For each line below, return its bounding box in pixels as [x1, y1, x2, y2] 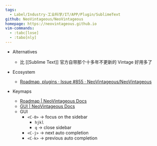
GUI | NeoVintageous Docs [19, 103, 75, 109]
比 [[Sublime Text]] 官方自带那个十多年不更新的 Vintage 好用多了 [19, 59, 153, 65]
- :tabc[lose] [9, 30, 39, 35]
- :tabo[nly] [9, 35, 37, 40]
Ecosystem [12, 69, 36, 75]
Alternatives [12, 48, 37, 55]
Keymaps [12, 88, 32, 94]
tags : [5, 7, 16, 12]
